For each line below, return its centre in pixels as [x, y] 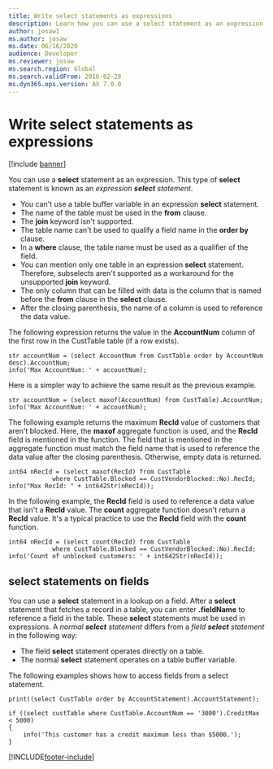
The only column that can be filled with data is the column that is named [141, 291]
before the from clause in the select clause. [94, 299]
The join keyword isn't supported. [77, 221]
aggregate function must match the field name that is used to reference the [134, 448]
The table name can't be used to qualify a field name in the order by [134, 230]
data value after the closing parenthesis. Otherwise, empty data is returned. [135, 457]
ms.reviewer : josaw [41, 62]
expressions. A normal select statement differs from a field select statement [136, 627]
